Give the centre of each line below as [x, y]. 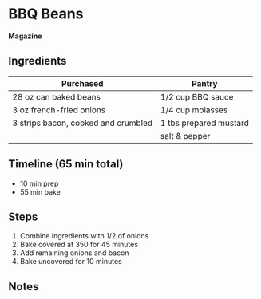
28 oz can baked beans [57, 96]
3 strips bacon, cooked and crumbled [83, 123]
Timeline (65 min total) [66, 164]
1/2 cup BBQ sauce [197, 96]
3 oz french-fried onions [59, 110]
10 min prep [39, 183]
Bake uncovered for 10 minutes [71, 262]
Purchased [82, 83]
